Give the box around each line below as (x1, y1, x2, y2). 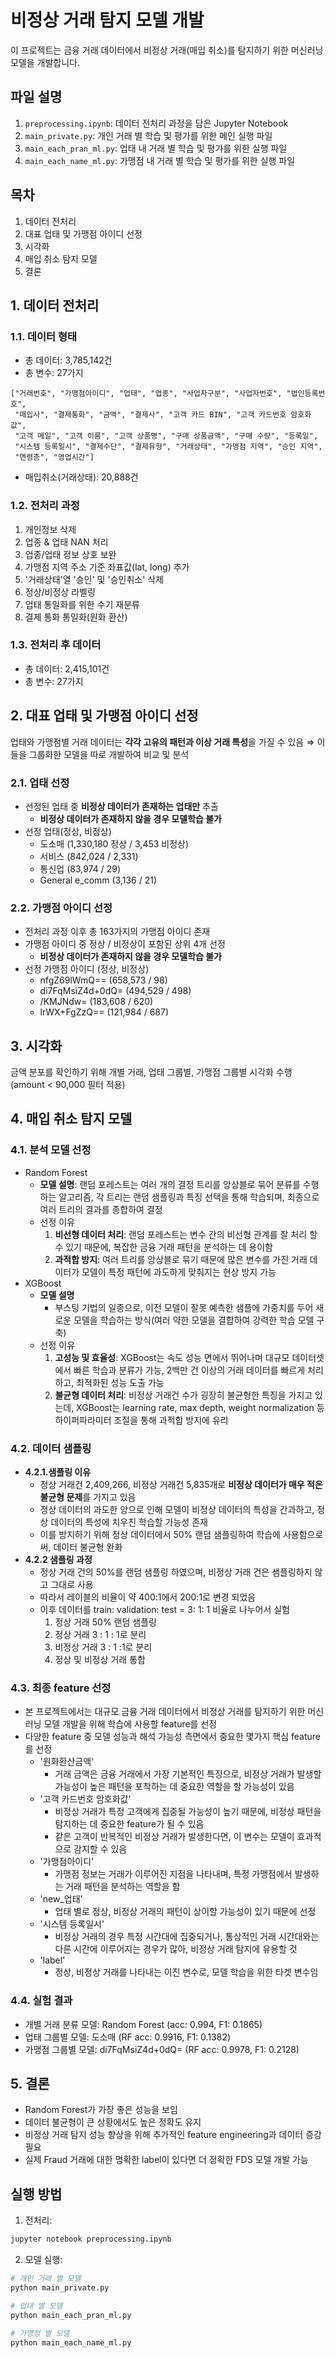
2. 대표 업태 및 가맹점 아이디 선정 (10, 707, 199, 725)
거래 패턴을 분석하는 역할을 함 (65, 1881, 181, 1893)
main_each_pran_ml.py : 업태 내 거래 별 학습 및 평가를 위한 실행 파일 (24, 142, 288, 154)
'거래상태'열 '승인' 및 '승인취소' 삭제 (24, 573, 165, 585)
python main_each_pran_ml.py (10, 2310, 132, 2320)
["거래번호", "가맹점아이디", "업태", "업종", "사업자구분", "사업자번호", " (10, 389, 292, 399)
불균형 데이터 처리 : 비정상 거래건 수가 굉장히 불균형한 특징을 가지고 (54, 1389, 313, 1401)
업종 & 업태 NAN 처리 (24, 536, 109, 548)
